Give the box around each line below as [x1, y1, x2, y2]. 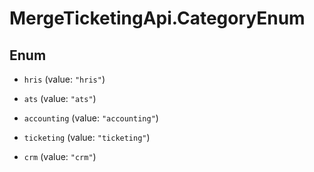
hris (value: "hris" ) [23, 73, 106, 85]
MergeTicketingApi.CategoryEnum [9, 7, 306, 30]
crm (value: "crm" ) [23, 151, 97, 162]
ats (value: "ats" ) [23, 93, 97, 104]
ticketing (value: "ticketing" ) [23, 132, 151, 143]
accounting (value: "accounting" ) [23, 112, 159, 124]
